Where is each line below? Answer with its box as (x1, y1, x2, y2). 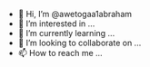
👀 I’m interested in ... (17, 18, 95, 29)
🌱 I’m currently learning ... (17, 28, 115, 38)
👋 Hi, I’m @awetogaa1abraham (17, 9, 133, 19)
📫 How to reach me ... (17, 48, 103, 58)
